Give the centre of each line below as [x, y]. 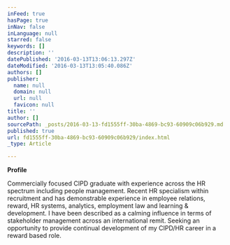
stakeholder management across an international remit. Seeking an [104, 220]
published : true [31, 131]
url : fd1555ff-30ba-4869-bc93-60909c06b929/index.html [89, 137]
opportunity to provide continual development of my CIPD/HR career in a [112, 228]
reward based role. [34, 236]
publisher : [23, 79]
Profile [17, 170]
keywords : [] [26, 46]
